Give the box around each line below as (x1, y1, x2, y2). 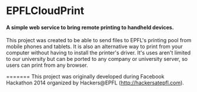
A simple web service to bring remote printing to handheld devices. (6, 23, 175, 30)
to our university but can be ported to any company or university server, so (6, 56, 188, 63)
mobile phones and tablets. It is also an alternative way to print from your (6, 43, 183, 50)
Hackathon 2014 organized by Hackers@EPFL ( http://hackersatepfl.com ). (6, 79, 184, 86)
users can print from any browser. (6, 62, 88, 69)
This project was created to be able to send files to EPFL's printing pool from (6, 37, 192, 44)
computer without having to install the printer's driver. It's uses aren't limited (6, 49, 191, 56)
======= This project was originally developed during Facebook (6, 73, 165, 80)
